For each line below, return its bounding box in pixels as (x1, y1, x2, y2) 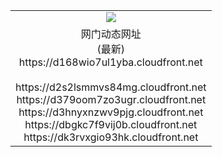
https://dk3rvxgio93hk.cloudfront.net (23, 130, 199, 144)
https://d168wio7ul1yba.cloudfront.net (18, 55, 203, 69)
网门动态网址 (80, 27, 142, 41)
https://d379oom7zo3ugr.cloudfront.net (16, 92, 207, 106)
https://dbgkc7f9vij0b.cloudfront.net (24, 117, 198, 131)
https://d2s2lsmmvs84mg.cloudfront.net (15, 80, 207, 94)
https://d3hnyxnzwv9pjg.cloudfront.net (18, 105, 204, 119)
